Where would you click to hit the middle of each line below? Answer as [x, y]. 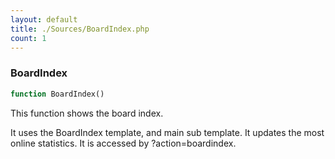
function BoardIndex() [57, 94]
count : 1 [28, 38]
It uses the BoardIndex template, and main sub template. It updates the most [167, 132]
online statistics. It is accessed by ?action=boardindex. [123, 143]
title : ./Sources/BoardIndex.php [80, 29]
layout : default [44, 19]
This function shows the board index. [87, 113]
